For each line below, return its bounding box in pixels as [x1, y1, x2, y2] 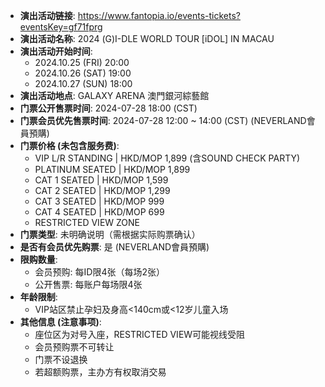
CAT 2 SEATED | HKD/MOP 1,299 [34, 185, 171, 196]
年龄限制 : [19, 291, 58, 303]
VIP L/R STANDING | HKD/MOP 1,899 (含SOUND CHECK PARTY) [34, 152, 301, 164]
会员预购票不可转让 [34, 341, 115, 353]
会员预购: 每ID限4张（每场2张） [34, 266, 166, 278]
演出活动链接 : [19, 10, 76, 21]
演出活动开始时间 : [19, 45, 93, 57]
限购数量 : [19, 254, 58, 265]
